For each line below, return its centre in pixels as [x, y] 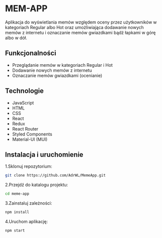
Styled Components [32, 134]
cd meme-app [17, 194]
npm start [15, 231]
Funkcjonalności [31, 53]
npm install [17, 212]
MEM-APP [26, 9]
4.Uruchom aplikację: [26, 222]
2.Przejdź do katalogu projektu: [37, 185]
